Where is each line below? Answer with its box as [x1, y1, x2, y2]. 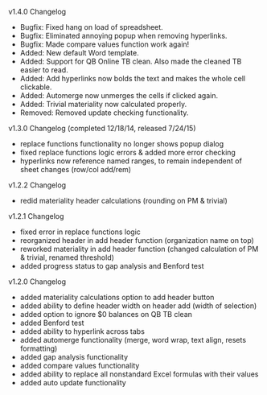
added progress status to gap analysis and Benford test [19, 261, 204, 270]
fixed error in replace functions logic [19, 227, 141, 237]
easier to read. [19, 65, 68, 75]
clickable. [19, 82, 52, 92]
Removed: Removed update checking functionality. [19, 108, 189, 117]
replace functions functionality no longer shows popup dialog [19, 139, 224, 148]
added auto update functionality [19, 378, 126, 387]
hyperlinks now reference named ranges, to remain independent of [19, 156, 243, 166]
